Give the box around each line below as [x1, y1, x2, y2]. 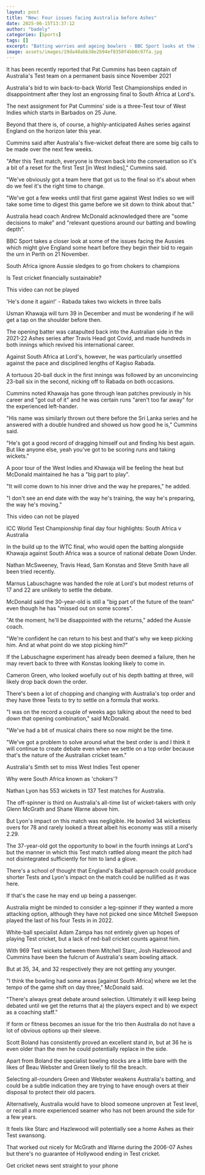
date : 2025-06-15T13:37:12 [6, 20, 75, 26]
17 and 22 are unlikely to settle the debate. [6, 586, 113, 594]
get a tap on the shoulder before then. [6, 316, 102, 323]
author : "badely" [6, 26, 51, 32]
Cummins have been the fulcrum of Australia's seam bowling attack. [6, 953, 178, 961]
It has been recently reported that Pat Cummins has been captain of [6, 65, 177, 73]
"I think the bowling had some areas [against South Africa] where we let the [6, 977, 196, 984]
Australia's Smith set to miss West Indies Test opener [6, 763, 140, 770]
